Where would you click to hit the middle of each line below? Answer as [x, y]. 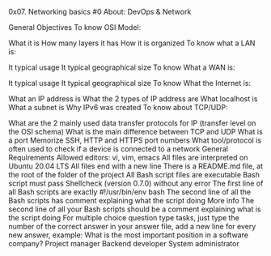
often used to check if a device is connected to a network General [119, 149]
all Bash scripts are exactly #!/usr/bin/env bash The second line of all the [130, 192]
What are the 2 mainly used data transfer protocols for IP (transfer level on [132, 123]
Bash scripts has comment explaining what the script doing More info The [131, 201]
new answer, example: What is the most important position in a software [129, 235]
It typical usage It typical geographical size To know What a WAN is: [122, 67]
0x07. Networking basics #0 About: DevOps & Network [100, 12]
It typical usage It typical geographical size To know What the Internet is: [130, 83]
